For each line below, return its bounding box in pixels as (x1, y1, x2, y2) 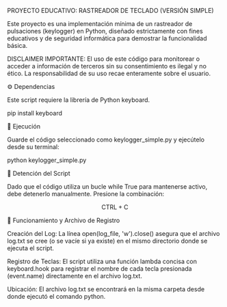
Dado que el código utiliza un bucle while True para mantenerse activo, (7, 183, 208, 191)
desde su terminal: (7, 143, 59, 150)
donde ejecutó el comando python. (7, 293, 106, 300)
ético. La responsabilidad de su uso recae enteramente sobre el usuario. (7, 69, 211, 77)
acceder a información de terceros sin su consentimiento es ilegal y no (7, 62, 207, 70)
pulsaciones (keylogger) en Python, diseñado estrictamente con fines (7, 27, 203, 35)
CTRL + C (101, 203, 129, 211)
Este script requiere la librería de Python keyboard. (7, 96, 150, 104)
